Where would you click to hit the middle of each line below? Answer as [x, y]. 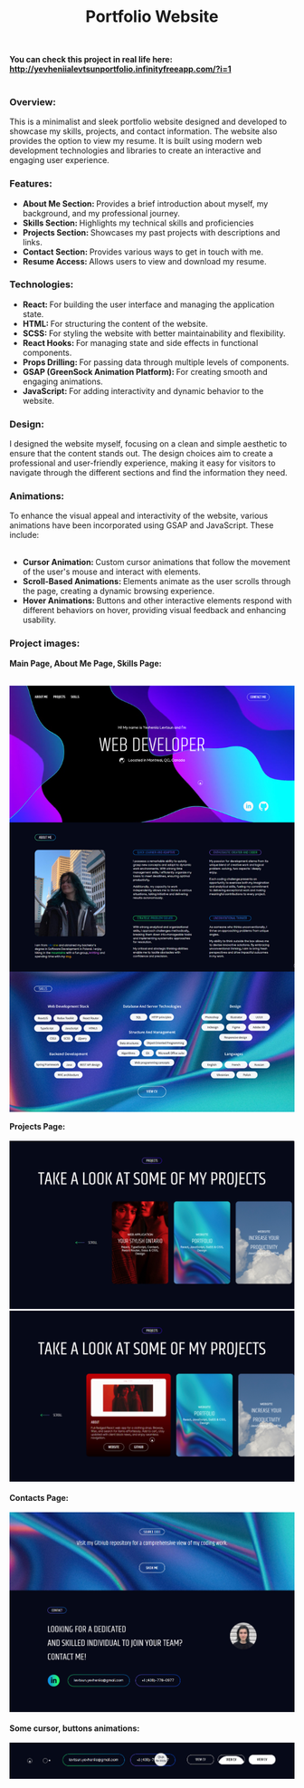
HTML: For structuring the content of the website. [115, 323]
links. [32, 242]
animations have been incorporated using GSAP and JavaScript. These [142, 525]
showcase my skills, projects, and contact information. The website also [143, 131]
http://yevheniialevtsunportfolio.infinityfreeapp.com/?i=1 [120, 69]
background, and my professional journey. [101, 213]
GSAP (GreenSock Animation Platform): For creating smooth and [145, 371]
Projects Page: [38, 1127]
